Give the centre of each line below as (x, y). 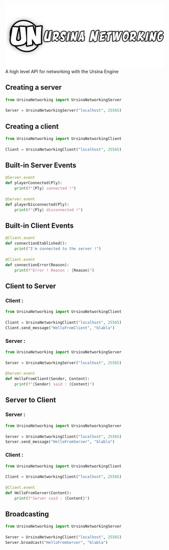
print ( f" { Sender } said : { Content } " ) (54, 384)
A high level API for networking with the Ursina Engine (62, 71)
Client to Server (31, 286)
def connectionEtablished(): (36, 243)
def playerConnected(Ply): (34, 183)
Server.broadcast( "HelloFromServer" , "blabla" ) (57, 543)
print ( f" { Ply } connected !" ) (45, 189)
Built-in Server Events (41, 165)
